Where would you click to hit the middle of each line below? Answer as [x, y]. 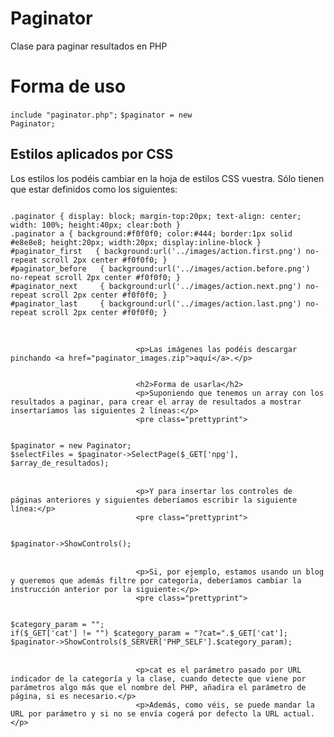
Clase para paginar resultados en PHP [89, 46]
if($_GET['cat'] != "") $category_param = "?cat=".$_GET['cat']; [149, 633]
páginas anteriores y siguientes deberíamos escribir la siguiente [154, 500]
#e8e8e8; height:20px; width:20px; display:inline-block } [136, 242]
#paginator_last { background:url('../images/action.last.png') [156, 303]
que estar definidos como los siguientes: [94, 189]
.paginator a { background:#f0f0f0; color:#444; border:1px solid [151, 233]
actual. [299, 713]
